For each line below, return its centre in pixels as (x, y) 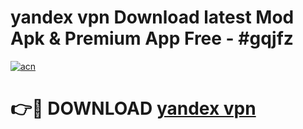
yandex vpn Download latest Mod (152, 17)
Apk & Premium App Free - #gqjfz (152, 38)
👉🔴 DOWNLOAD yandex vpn (133, 108)
